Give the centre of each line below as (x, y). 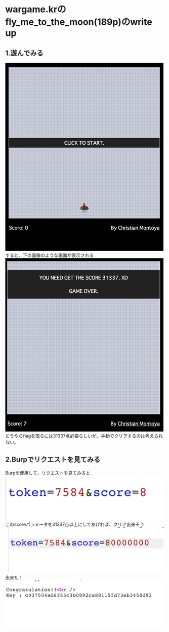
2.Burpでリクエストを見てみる (53, 460)
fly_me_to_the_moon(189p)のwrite (79, 22)
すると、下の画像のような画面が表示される (50, 256)
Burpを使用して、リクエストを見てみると (48, 473)
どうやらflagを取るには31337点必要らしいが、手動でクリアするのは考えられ (84, 436)
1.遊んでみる (25, 53)
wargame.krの (36, 9)
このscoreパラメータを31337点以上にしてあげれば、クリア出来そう (75, 524)
